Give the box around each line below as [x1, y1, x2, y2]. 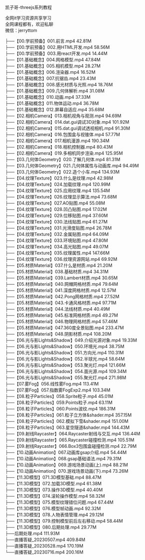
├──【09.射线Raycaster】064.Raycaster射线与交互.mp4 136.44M [5, 431, 141, 436]
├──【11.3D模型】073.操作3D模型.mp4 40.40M [5, 487, 103, 493]
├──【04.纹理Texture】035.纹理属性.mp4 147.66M [5, 250, 110, 256]
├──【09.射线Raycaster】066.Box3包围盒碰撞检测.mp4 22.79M [5, 443, 137, 449]
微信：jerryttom [5, 27, 37, 33]
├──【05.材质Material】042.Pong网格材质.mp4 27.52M [5, 294, 120, 299]
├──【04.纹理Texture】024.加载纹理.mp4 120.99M [5, 182, 111, 187]
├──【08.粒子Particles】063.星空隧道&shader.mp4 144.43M [5, 424, 130, 430]
